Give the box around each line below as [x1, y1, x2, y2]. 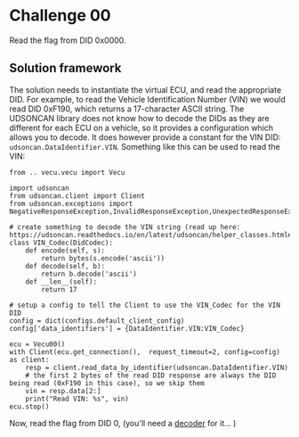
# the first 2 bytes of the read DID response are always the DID [25, 371, 277, 380]
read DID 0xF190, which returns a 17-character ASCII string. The [9, 103, 245, 114]
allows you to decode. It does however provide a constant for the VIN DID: [9, 131, 281, 143]
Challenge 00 [9, 5, 111, 26]
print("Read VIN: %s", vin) [25, 394, 129, 403]
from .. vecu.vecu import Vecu [9, 168, 125, 177]
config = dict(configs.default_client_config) [9, 316, 185, 326]
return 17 [41, 284, 77, 294]
